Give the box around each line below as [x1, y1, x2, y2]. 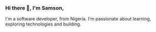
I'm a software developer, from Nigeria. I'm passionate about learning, [5, 16, 151, 22]
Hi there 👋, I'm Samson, [5, 4, 64, 11]
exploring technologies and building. [5, 21, 82, 27]
